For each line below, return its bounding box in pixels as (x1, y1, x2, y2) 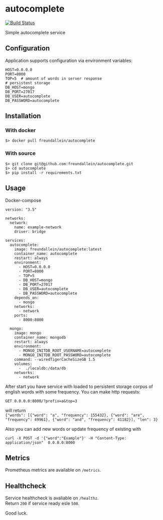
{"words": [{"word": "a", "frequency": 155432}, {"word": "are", (5, 413, 144, 418)
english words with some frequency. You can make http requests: (5, 388, 140, 395)
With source (5, 150, 36, 157)
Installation (5, 112, 41, 120)
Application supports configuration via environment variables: (5, 57, 133, 63)
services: (5, 238, 26, 243)
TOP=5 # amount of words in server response (5, 76, 102, 81)
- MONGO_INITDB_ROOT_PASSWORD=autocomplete (18, 352, 111, 358)
